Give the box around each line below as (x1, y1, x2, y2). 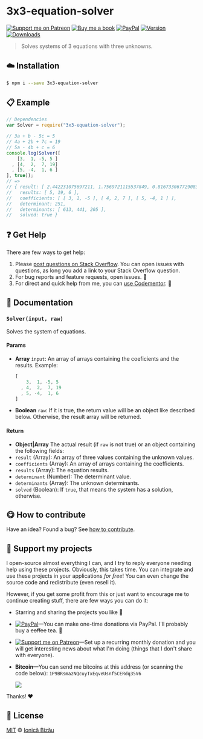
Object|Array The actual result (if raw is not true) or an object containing (14, 441, 196, 448)
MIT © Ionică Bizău (6, 726, 54, 734)
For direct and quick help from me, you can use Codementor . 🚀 (14, 280, 172, 287)
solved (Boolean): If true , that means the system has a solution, (14, 486, 173, 493)
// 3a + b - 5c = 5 (6, 133, 56, 139)
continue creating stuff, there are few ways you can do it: (6, 597, 149, 604)
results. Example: (14, 362, 59, 369)
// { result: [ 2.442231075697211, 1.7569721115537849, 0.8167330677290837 (6, 184, 201, 190)
